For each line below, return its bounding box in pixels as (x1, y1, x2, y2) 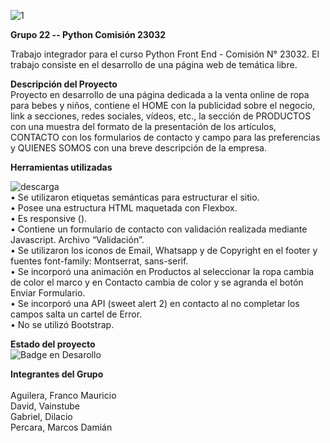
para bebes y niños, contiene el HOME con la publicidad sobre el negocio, (10, 100, 316, 111)
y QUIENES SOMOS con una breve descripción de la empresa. (10, 142, 267, 154)
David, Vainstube (10, 400, 81, 412)
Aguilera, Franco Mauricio (10, 390, 117, 401)
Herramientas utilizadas (10, 161, 113, 173)
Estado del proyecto (10, 338, 96, 350)
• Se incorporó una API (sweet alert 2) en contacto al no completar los (10, 298, 300, 309)
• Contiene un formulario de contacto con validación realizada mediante (10, 223, 308, 235)
